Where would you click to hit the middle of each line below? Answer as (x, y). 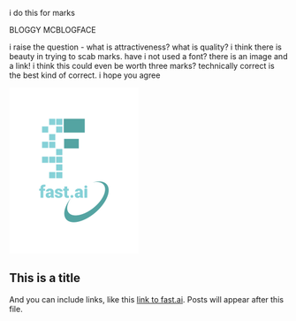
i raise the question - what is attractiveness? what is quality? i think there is (146, 47)
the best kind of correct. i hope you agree (85, 75)
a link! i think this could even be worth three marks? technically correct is (142, 66)
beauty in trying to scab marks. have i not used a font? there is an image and (148, 56)
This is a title (45, 278)
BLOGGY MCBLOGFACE (53, 30)
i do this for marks (42, 13)
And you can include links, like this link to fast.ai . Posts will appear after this (147, 299)
